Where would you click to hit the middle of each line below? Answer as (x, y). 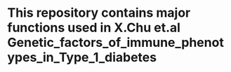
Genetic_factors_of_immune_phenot (116, 43)
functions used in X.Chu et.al (94, 28)
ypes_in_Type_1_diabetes (82, 58)
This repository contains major (99, 13)
